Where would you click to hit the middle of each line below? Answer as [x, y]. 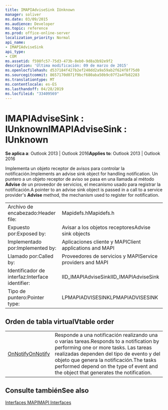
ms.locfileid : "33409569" [32, 94]
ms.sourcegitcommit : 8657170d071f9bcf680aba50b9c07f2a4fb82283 [72, 75]
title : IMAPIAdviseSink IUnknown [40, 10]
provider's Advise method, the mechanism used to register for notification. [82, 195]
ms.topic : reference [27, 29]
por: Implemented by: [32, 248]
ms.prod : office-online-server [38, 33]
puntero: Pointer [26, 297]
